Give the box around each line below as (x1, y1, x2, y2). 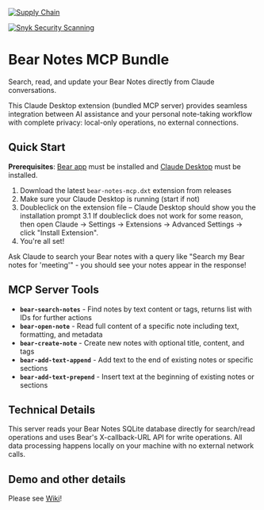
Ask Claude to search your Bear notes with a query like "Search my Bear (8, 251, 245, 261)
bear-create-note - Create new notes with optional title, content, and (19, 338, 245, 347)
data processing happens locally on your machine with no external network (8, 441, 254, 450)
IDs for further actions (19, 312, 93, 322)
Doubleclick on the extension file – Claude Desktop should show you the (19, 203, 256, 212)
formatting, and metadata (19, 330, 103, 339)
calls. (8, 450, 26, 459)
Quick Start (8, 141, 66, 154)
